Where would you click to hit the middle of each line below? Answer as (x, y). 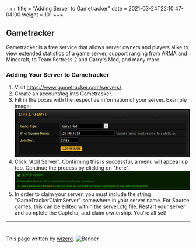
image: (23, 106)
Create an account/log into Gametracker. (63, 94)
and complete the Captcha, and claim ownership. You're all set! (90, 212)
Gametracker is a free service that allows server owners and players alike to (97, 47)
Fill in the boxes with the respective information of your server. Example (101, 100)
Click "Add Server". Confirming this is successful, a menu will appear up (101, 161)
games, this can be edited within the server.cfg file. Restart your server (100, 206)
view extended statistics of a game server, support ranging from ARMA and (97, 53)
